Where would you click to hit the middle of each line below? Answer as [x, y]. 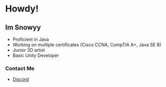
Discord [21, 79]
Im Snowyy [23, 27]
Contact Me [20, 68]
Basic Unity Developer [36, 55]
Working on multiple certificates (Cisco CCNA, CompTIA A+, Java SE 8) [87, 45]
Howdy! [22, 9]
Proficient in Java [31, 39]
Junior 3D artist [29, 50]
